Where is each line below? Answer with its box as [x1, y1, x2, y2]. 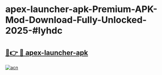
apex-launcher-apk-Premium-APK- [5, 4, 158, 15]
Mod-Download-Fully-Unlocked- [5, 14, 147, 26]
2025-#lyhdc [5, 25, 63, 36]
